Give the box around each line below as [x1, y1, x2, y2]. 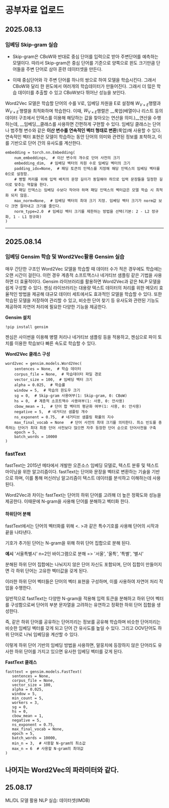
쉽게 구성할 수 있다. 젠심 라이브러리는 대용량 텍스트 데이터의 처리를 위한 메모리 [5, 285, 158, 291]
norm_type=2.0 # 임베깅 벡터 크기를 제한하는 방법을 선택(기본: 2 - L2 [14, 209, 150, 214]
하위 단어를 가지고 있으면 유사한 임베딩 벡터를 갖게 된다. [14, 649, 123, 655]
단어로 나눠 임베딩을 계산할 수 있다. [10, 631, 79, 637]
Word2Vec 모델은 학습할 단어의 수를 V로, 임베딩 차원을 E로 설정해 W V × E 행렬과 [5, 100, 161, 107]
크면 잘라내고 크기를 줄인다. [11, 204, 62, 209]
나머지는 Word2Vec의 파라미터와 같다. [5, 766, 119, 774]
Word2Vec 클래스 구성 [5, 351, 50, 357]
